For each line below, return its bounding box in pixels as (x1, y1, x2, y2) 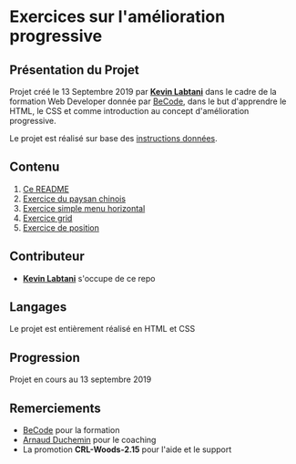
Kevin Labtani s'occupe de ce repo (22, 273, 156, 284)
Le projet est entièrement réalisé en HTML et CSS (9, 324, 196, 335)
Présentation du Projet (9, 62, 139, 77)
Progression (9, 349, 80, 366)
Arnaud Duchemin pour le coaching (22, 435, 157, 446)
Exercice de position (22, 222, 100, 233)
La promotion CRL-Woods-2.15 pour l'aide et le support (22, 444, 232, 455)
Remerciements (9, 400, 102, 416)
